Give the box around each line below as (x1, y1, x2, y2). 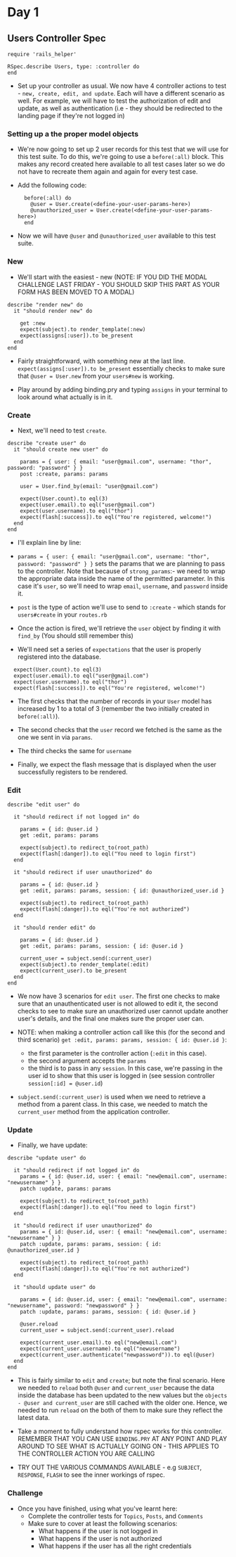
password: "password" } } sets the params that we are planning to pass (17, 559, 225, 568)
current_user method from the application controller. (17, 1108, 171, 1116)
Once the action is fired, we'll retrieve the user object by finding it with (17, 624, 221, 632)
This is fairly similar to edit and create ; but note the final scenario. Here (17, 1376, 225, 1385)
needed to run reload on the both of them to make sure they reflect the (17, 1406, 223, 1414)
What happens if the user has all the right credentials (38, 1542, 192, 1550)
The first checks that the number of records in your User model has (17, 697, 212, 705)
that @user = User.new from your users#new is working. (17, 371, 174, 380)
